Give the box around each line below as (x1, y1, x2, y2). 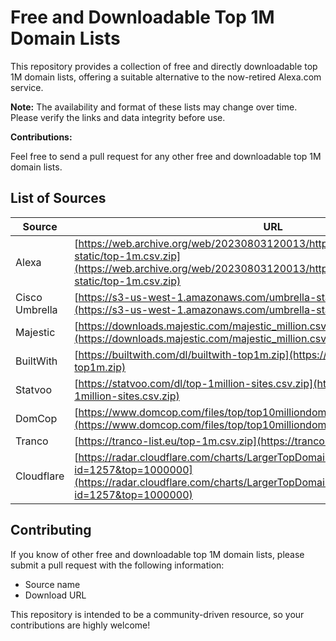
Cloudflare (15, 469, 65, 483)
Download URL (24, 589, 87, 601)
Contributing (10, 522, 92, 539)
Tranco (15, 434, 49, 448)
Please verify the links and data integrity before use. (10, 111, 226, 123)
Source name (24, 578, 81, 590)
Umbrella (15, 302, 58, 316)
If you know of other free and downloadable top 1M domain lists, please (10, 548, 305, 560)
